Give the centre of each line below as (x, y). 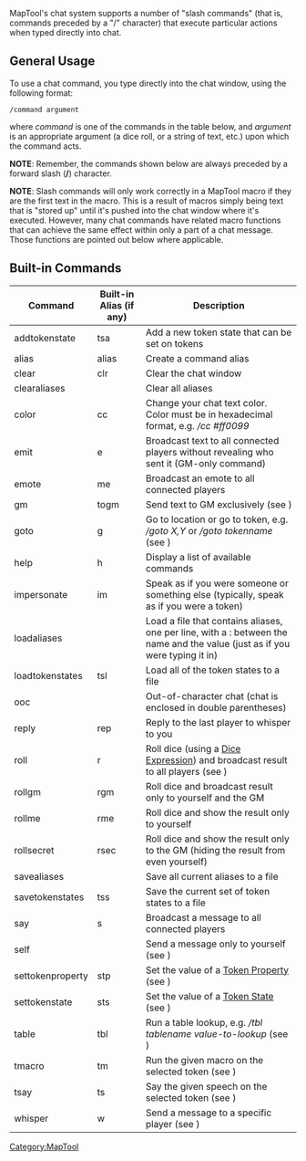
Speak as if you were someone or (217, 583)
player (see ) (173, 1124)
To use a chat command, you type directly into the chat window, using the (148, 83)
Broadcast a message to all (203, 917)
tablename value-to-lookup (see (217, 1033)
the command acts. (46, 146)
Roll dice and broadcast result (209, 786)
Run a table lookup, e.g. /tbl (204, 1022)
